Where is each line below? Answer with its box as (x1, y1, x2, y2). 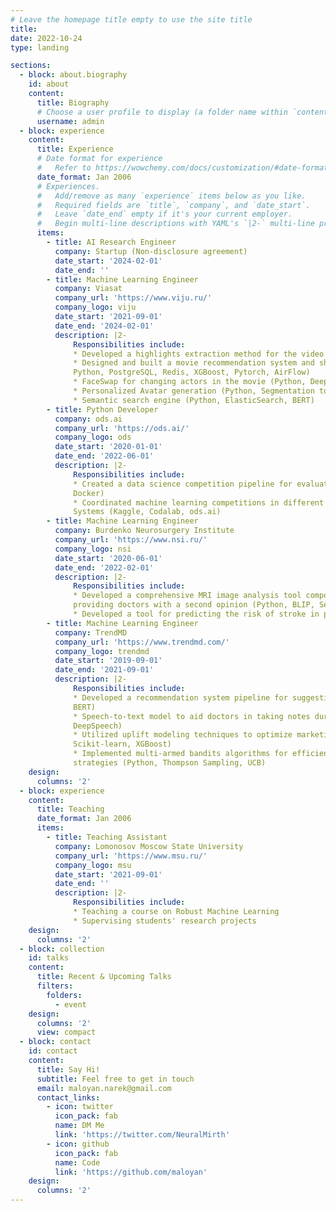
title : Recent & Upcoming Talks (36, 972, 172, 982)
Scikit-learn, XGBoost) (73, 739, 172, 750)
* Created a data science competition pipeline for (73, 479, 293, 489)
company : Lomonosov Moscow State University (54, 841, 244, 851)
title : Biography (36, 97, 110, 108)
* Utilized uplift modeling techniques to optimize (73, 730, 293, 740)
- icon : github (46, 1139, 110, 1149)
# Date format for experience (36, 154, 163, 164)
